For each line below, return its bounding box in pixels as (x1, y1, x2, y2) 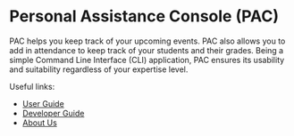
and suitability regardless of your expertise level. (9, 64, 189, 75)
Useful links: (9, 81, 55, 92)
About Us (21, 117, 58, 128)
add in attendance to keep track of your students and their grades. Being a (9, 44, 284, 55)
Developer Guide (21, 108, 85, 118)
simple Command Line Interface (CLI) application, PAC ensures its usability (9, 54, 285, 65)
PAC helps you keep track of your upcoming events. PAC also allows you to (9, 36, 286, 46)
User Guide (21, 98, 64, 108)
